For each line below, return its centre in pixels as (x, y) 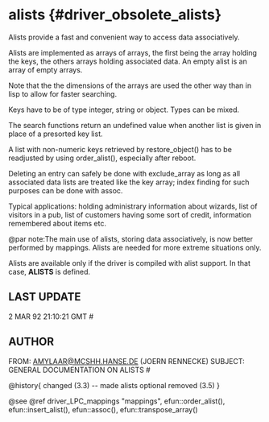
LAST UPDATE (45, 297)
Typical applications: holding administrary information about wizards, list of (133, 206)
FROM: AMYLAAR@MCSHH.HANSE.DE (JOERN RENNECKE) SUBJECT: (127, 361)
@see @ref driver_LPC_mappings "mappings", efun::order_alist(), (117, 401)
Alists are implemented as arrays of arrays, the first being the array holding (133, 52)
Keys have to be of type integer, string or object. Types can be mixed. (124, 110)
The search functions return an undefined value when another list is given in (135, 125)
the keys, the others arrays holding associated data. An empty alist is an (128, 61)
